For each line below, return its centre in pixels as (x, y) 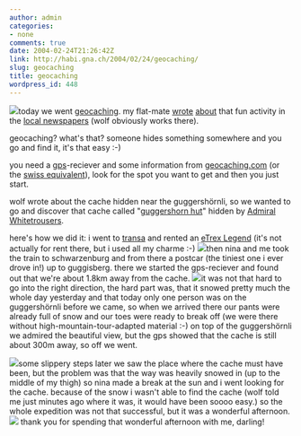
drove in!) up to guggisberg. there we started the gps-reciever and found (144, 267)
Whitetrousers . (37, 220)
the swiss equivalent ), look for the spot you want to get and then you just (144, 174)
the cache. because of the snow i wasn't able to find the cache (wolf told (144, 392)
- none (22, 34)
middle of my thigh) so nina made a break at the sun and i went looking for (147, 382)
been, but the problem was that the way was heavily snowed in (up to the (145, 372)
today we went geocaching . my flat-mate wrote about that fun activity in (152, 111)
